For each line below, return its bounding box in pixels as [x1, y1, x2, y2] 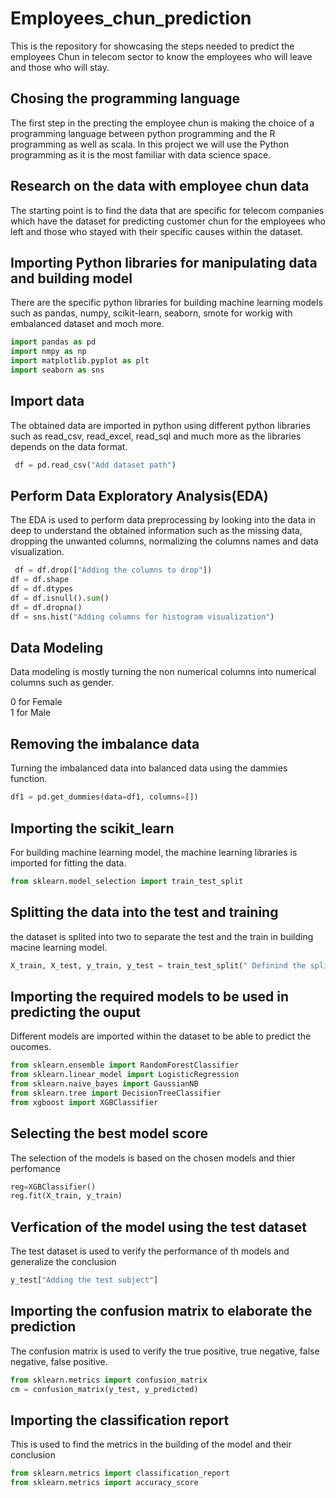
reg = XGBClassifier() [10, 1182, 97, 1192]
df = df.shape [10, 575, 70, 585]
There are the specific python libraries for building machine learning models [10, 297, 323, 309]
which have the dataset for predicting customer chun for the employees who [10, 215, 326, 227]
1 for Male [10, 707, 52, 719]
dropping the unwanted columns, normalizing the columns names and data [10, 535, 319, 547]
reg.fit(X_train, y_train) [10, 1191, 123, 1201]
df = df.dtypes [10, 584, 74, 594]
